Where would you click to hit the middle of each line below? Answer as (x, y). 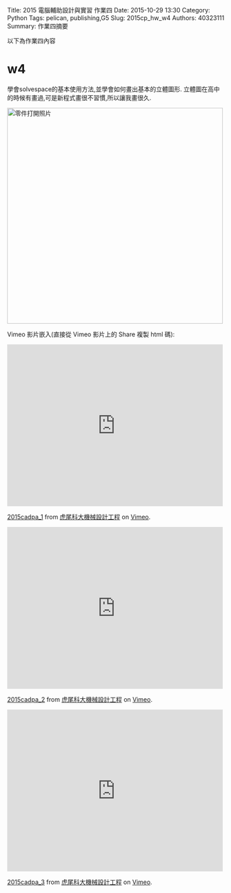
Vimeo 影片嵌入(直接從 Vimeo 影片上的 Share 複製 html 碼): (91, 334)
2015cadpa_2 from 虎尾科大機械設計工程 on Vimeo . (80, 699)
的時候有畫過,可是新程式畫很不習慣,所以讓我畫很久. (79, 97)
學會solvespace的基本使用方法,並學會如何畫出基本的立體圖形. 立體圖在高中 (114, 89)
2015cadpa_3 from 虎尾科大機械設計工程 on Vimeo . (80, 882)
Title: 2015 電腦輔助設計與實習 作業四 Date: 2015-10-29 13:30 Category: (109, 10)
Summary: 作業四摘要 (38, 26)
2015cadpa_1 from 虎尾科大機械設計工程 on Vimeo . (79, 517)
